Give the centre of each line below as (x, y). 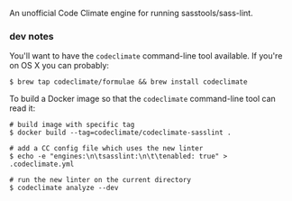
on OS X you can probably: (59, 66)
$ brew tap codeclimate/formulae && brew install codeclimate (128, 82)
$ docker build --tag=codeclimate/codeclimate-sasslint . (120, 133)
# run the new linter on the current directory (100, 180)
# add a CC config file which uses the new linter (106, 149)
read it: (23, 108)
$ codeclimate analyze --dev (64, 188)
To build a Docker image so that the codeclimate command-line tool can (143, 99)
